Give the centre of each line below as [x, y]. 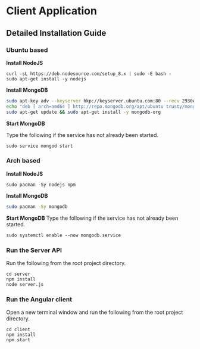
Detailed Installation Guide [56, 33]
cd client [18, 330]
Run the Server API [34, 250]
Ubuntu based [27, 50]
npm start [18, 340]
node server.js [25, 284]
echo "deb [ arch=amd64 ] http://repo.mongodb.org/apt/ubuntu [85, 106]
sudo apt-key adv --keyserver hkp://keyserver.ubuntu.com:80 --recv [93, 101]
